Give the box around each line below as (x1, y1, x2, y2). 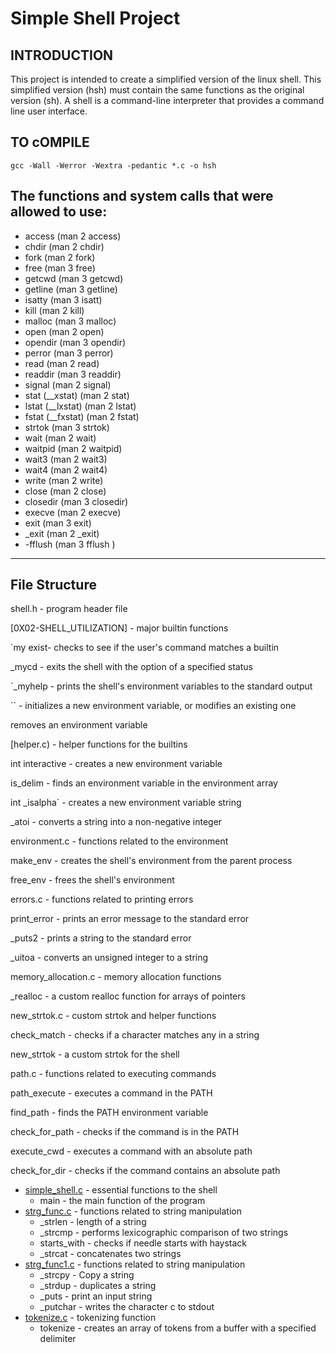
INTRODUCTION (10, 47, 114, 64)
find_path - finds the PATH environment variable (10, 1107, 209, 1119)
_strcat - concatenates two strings (39, 1248, 182, 1260)
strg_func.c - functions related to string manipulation (24, 1205, 242, 1217)
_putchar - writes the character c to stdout (39, 1301, 215, 1313)
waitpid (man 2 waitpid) (24, 442, 123, 454)
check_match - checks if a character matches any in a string (10, 1029, 260, 1041)
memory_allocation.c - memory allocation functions (10, 971, 222, 983)
